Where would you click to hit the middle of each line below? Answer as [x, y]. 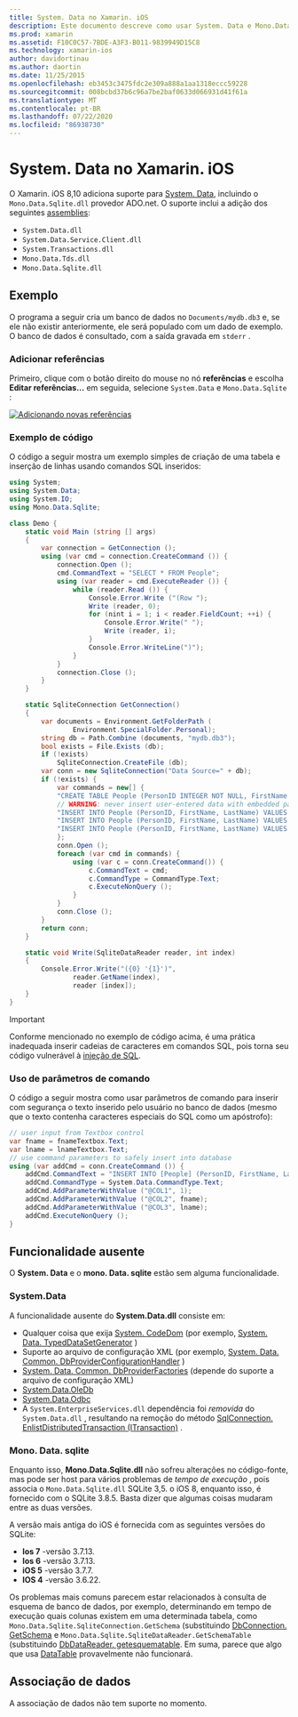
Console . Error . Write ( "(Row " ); [148, 598]
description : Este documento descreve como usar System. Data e [130, 26]
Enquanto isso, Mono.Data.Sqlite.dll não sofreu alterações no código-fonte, [149, 1470]
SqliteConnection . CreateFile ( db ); [122, 763]
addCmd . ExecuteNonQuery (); [77, 1215]
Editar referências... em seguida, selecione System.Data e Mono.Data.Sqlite [148, 388]
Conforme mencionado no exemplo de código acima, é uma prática [132, 1036]
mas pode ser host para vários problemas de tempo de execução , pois [140, 1479]
